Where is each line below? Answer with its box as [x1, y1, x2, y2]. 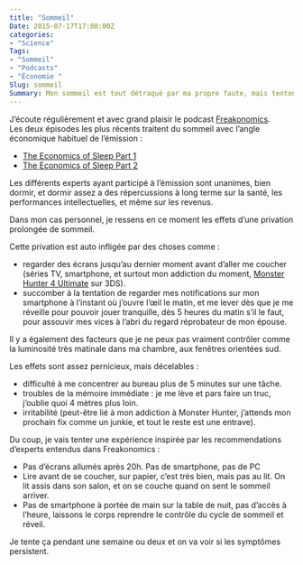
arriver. [22, 489, 50, 501]
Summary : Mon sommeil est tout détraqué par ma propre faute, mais [9, 88, 269, 97]
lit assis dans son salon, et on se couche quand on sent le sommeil [22, 480, 271, 491]
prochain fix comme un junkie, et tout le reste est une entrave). [22, 416, 256, 427]
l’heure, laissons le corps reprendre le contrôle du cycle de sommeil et [22, 509, 284, 520]
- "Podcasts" [9, 64, 59, 73]
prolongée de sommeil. [9, 223, 95, 235]
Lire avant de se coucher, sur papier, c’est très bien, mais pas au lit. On [22, 470, 286, 481]
